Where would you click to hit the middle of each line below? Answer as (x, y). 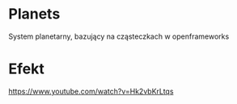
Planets (34, 14)
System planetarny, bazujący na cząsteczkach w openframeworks (119, 36)
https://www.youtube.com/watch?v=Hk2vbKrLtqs (91, 91)
